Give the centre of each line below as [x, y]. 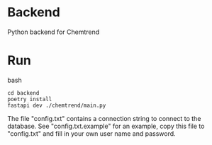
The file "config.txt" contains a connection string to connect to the [104, 118]
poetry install [30, 99]
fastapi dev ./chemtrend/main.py [57, 105]
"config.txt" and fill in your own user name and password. [91, 133]
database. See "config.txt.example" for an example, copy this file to [106, 126]
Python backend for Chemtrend [54, 32]
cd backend [23, 93]
